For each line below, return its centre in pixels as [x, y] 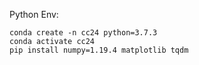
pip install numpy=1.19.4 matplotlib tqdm [99, 50]
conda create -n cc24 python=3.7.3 [83, 33]
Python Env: [34, 14]
